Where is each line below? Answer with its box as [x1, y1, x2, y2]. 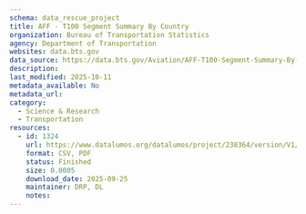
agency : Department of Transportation [9, 38, 157, 48]
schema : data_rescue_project [9, 13, 120, 23]
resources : [9, 124, 51, 133]
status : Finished [25, 157, 92, 167]
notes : [25, 191, 51, 200]
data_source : [9, 56, 59, 65]
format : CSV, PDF [25, 148, 92, 158]
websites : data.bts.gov [9, 47, 100, 56]
